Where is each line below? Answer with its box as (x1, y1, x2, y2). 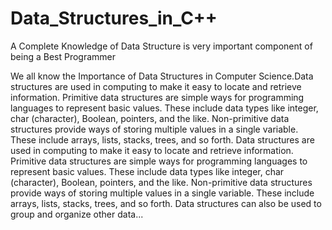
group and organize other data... (10, 208, 144, 220)
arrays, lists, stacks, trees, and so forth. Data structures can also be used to (10, 197, 322, 209)
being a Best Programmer (10, 50, 116, 62)
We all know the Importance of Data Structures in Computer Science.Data (10, 70, 314, 82)
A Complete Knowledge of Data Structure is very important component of (10, 40, 313, 52)
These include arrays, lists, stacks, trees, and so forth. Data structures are (10, 133, 315, 146)
